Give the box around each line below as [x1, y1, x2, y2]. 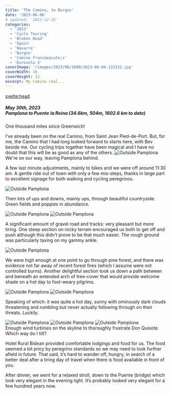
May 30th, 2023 [5, 105, 41, 111]
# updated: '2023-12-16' [5, 17, 58, 22]
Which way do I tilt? [5, 330, 47, 336]
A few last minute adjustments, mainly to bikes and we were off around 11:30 [5, 164, 166, 171]
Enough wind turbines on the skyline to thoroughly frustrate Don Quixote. [5, 325, 159, 331]
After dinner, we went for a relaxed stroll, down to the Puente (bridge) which [5, 372, 165, 378]
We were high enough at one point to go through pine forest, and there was [5, 257, 164, 263]
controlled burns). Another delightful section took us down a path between [5, 267, 162, 274]
